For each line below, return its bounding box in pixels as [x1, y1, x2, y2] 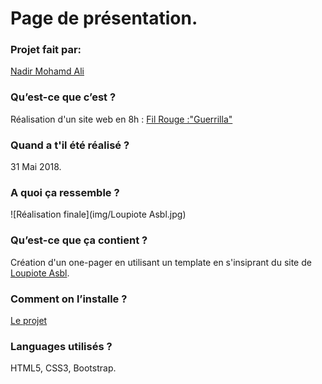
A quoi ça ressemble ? [10, 186, 120, 199]
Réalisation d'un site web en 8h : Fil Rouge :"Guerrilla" [10, 113, 233, 125]
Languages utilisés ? [10, 339, 113, 353]
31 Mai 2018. [10, 161, 62, 173]
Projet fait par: [10, 43, 82, 57]
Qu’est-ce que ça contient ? [10, 233, 148, 247]
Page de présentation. [10, 7, 198, 30]
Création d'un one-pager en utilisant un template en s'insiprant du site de [10, 256, 312, 268]
